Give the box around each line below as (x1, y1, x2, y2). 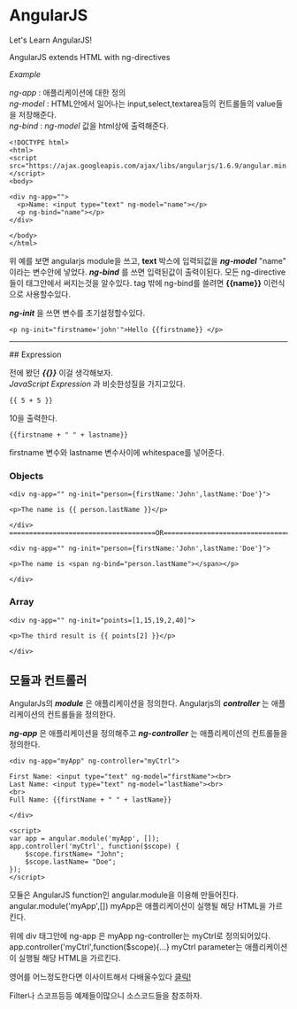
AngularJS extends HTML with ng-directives (9, 51, 171, 62)
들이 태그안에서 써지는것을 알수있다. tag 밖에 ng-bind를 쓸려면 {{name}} (9, 277, 263, 288)
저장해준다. (18, 109, 57, 120)
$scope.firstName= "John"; (25, 850, 125, 859)
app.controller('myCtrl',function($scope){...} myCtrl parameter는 (9, 942, 243, 952)
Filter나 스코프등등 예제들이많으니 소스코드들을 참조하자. (9, 990, 203, 1001)
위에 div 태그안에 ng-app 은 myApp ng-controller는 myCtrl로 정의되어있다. (9, 931, 271, 942)
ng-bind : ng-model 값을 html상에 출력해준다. (9, 120, 170, 131)
